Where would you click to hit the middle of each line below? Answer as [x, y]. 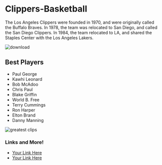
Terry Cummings [29, 105]
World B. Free [26, 100]
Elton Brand [24, 115]
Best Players [24, 62]
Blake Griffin [24, 94]
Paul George [24, 74]
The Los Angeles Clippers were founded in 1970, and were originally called [80, 22]
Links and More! [24, 142]
